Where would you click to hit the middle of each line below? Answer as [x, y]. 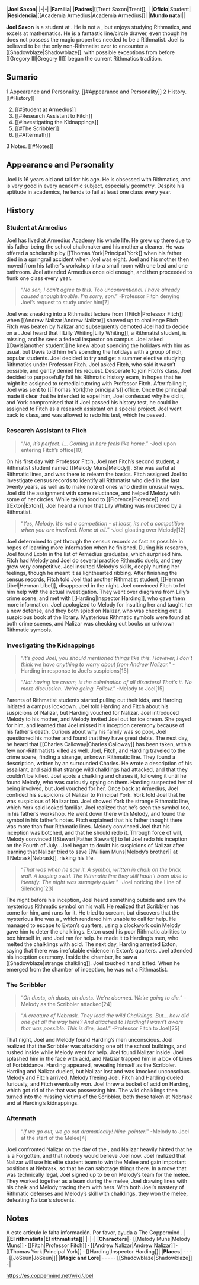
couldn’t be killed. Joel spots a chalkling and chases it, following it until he [96, 775]
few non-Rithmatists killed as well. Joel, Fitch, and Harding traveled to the [96, 750]
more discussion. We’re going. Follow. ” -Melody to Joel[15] [92, 688]
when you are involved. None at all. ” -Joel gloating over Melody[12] [103, 530]
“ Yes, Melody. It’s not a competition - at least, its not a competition [102, 523]
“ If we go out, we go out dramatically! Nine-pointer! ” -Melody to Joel [105, 1131]
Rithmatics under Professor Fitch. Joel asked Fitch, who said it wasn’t [91, 365]
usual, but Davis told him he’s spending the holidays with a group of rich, [95, 352]
